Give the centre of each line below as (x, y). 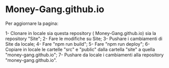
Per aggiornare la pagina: (32, 23)
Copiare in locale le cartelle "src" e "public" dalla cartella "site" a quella (80, 49)
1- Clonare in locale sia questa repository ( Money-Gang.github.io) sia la (81, 33)
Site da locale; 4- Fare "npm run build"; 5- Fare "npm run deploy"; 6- (78, 44)
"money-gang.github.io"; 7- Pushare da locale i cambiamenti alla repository (84, 55)
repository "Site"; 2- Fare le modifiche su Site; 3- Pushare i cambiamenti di (84, 39)
